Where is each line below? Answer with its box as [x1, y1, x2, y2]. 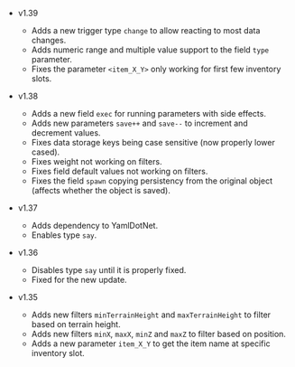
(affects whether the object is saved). [31, 185, 171, 195]
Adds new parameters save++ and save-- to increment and [31, 118, 248, 128]
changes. [31, 35, 67, 45]
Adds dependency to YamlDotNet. [31, 221, 159, 231]
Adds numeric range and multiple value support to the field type [31, 44, 269, 55]
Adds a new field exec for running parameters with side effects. [31, 108, 266, 118]
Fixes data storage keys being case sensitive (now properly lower [31, 137, 275, 147]
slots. [31, 73, 52, 84]
